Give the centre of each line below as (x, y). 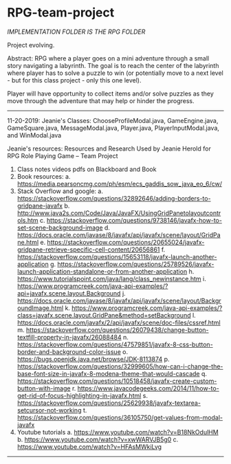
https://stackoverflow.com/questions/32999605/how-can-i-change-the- (120, 366)
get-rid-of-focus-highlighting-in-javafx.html (79, 395)
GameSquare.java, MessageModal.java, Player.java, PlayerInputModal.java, (113, 128)
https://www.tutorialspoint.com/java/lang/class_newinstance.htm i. (111, 278)
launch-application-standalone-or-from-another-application (102, 271)
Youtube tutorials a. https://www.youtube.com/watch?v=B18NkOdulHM (118, 432)
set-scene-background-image (60, 228)
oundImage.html (40, 308)
